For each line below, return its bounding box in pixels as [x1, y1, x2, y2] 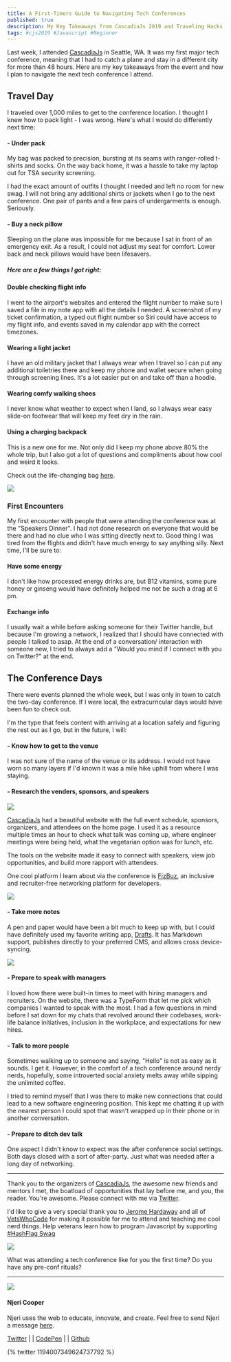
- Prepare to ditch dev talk [7, 1130, 83, 1138]
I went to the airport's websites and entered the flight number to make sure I [7, 298, 223, 307]
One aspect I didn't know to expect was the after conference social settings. [7, 1145, 223, 1153]
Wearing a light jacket [7, 343, 71, 352]
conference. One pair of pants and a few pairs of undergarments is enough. [7, 197, 221, 205]
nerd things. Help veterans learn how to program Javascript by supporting [7, 1222, 217, 1230]
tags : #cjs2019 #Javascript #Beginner [7, 29, 118, 37]
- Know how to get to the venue [7, 742, 98, 750]
